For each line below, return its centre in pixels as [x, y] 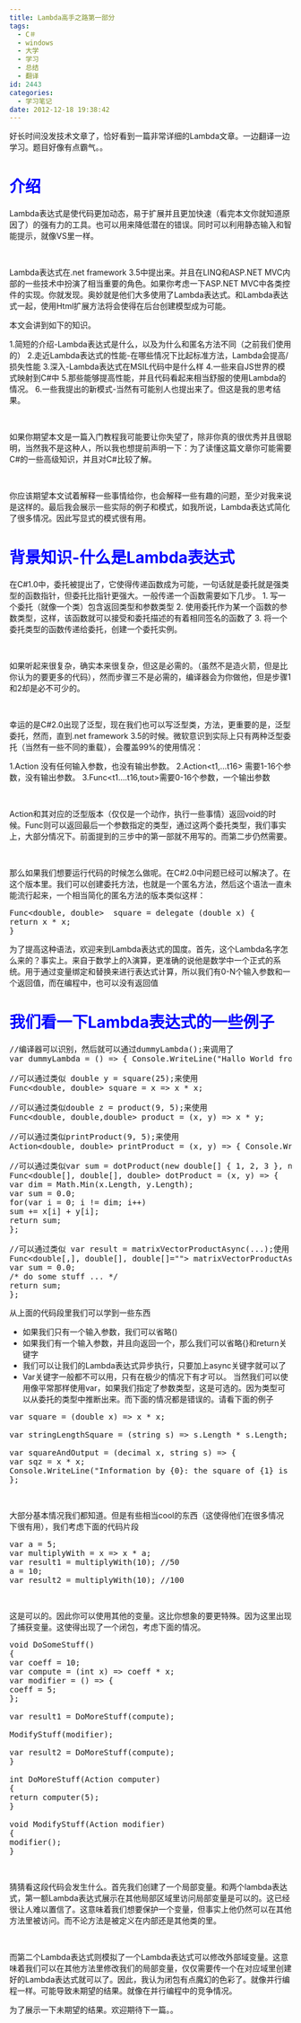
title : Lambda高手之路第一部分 [62, 18]
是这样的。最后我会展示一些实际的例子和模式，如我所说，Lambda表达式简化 [150, 507]
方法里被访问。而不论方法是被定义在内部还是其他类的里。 [115, 1921]
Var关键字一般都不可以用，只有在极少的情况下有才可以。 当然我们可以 [151, 1377]
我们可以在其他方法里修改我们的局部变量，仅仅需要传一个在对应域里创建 [158, 1968]
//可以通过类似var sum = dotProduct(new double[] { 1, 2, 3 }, [146, 1166]
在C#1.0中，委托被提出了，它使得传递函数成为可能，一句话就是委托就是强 [146, 585]
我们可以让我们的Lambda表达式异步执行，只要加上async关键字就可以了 [154, 1366]
